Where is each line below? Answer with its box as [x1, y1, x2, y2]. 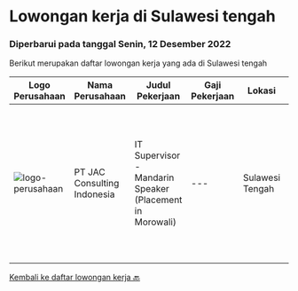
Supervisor [134, 149, 181, 161]
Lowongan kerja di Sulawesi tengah [9, 6, 277, 27]
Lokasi [247, 84, 277, 97]
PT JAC [74, 166, 106, 178]
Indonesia [74, 188, 115, 201]
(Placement [134, 193, 183, 206]
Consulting [74, 177, 120, 190]
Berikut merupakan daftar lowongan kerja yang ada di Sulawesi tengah [9, 58, 268, 68]
